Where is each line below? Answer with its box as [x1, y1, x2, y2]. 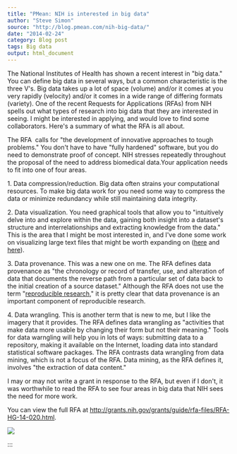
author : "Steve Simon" [7, 17, 74, 24]
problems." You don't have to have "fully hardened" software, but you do [7, 143, 219, 151]
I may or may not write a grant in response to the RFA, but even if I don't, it [7, 376, 224, 385]
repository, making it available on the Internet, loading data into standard [7, 340, 219, 349]
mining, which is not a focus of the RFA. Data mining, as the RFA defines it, [7, 355, 224, 364]
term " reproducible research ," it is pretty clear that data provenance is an [7, 289, 220, 298]
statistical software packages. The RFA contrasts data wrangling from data [7, 348, 224, 356]
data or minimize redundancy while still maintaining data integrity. [7, 194, 198, 202]
